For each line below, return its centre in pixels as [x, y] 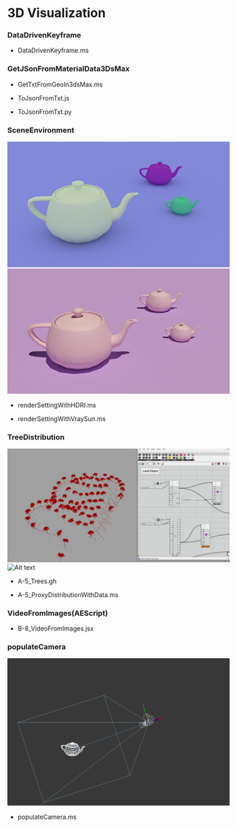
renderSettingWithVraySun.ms [61, 419]
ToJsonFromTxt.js [43, 98]
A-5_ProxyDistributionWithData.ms [68, 594]
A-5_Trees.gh [37, 581]
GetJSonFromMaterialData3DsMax [69, 69]
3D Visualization [56, 13]
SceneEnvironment [41, 130]
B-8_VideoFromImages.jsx [55, 628]
